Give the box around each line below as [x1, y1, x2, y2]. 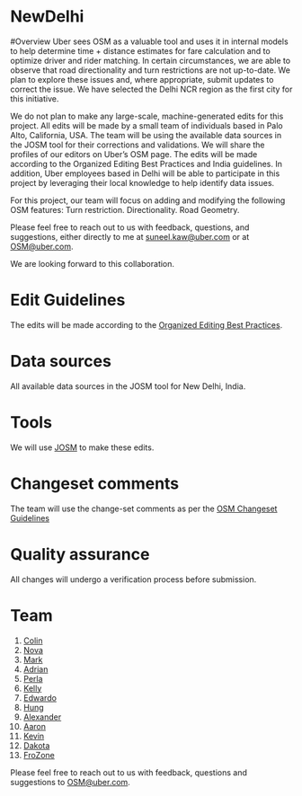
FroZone [22, 749, 55, 760]
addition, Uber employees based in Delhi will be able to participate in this [10, 168, 280, 179]
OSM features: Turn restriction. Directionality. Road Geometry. [10, 204, 240, 215]
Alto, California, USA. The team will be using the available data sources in [10, 129, 282, 140]
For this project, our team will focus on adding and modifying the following [10, 195, 286, 206]
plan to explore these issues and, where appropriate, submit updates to [10, 74, 274, 84]
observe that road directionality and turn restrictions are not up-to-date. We [10, 65, 291, 75]
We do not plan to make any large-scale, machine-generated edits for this [10, 111, 284, 121]
